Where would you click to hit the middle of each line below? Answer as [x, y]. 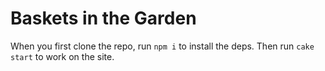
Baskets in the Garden [103, 18]
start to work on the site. [62, 56]
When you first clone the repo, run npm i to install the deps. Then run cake [162, 46]
